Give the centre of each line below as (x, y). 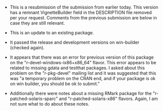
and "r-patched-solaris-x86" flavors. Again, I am (108, 99)
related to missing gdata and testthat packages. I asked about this (77, 68)
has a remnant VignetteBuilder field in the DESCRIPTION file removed (81, 12)
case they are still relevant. (37, 23)
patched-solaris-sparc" (34, 99)
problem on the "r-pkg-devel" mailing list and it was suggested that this (83, 73)
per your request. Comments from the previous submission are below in (83, 18)
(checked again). (27, 48)
